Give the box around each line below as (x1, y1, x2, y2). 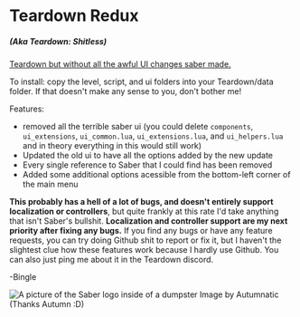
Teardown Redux (9, 5, 139, 26)
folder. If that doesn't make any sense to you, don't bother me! (9, 86, 242, 97)
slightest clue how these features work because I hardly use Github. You (9, 245, 279, 255)
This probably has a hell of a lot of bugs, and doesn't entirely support (9, 197, 274, 207)
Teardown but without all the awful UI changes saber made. (9, 59, 232, 70)
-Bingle (9, 272, 37, 283)
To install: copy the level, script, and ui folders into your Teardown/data (9, 76, 274, 87)
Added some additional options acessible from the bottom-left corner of (22, 169, 291, 180)
